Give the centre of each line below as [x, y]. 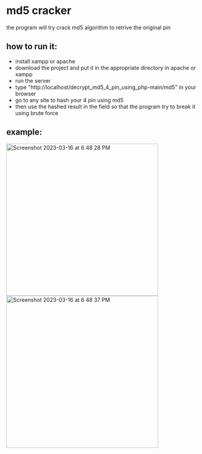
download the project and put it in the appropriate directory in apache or [105, 68]
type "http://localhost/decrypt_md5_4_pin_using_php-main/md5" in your [106, 87]
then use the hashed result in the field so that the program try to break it [105, 107]
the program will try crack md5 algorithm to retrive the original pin [89, 27]
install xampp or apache [45, 61]
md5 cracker [39, 11]
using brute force [37, 113]
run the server [33, 80]
